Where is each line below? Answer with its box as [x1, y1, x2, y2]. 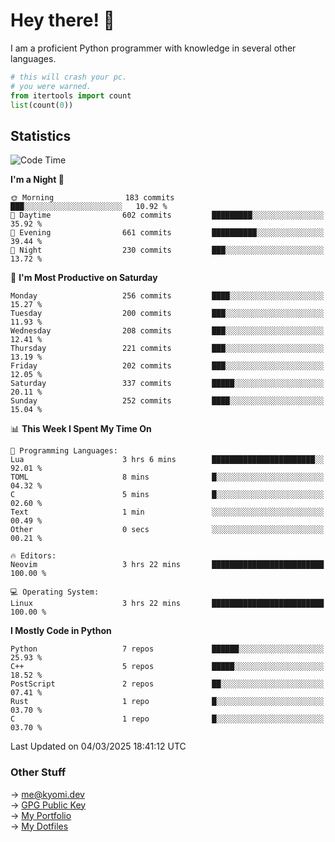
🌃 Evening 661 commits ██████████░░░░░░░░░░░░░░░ [10, 228, 325, 238]
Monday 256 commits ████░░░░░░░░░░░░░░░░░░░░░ [10, 291, 325, 301]
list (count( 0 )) [10, 100, 74, 110]
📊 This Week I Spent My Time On [10, 423, 152, 435]
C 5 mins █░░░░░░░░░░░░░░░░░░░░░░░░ [10, 490, 325, 500]
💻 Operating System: [10, 587, 100, 598]
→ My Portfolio [10, 809, 72, 821]
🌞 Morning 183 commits [10, 193, 175, 203]
